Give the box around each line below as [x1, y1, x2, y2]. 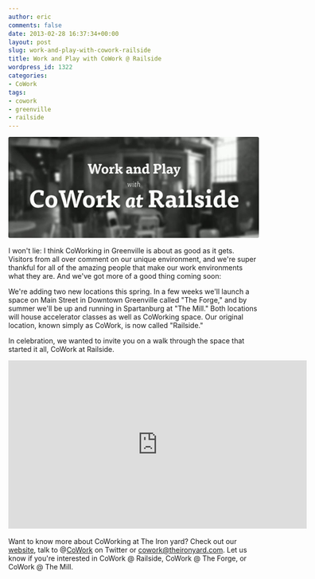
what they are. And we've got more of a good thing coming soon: [8, 272, 222, 281]
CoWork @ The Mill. [8, 562, 74, 572]
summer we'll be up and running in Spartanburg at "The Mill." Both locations [8, 303, 258, 314]
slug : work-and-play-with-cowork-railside [8, 46, 151, 55]
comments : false [8, 21, 62, 29]
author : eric [8, 13, 52, 21]
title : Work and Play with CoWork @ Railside [8, 55, 161, 63]
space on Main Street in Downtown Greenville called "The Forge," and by [8, 295, 247, 305]
